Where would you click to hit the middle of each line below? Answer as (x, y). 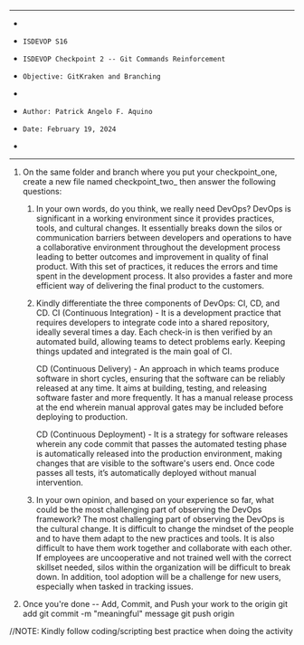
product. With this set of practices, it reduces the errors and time (157, 266)
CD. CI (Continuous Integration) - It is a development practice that (158, 313)
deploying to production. (82, 417)
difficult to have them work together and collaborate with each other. (164, 548)
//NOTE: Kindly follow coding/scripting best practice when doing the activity (152, 631)
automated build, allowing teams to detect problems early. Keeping (161, 341)
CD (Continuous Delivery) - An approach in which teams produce (157, 369)
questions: (42, 191)
